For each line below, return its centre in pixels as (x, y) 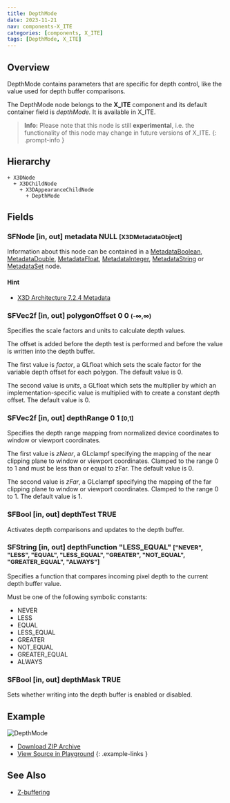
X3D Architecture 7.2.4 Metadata (64, 297)
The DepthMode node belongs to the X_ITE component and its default (107, 104)
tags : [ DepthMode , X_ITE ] (44, 39)
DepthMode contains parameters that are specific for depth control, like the (115, 84)
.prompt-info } (44, 140)
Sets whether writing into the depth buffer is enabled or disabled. (100, 695)
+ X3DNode (21, 178)
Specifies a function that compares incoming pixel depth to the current (108, 576)
